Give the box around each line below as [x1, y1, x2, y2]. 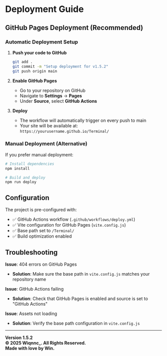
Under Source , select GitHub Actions [19, 98, 97, 104]
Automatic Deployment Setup [5, 38, 79, 45]
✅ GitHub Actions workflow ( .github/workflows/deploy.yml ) [12, 216, 136, 223]
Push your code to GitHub [12, 49, 67, 55]
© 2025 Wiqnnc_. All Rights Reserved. [5, 340, 86, 346]
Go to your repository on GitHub [19, 87, 85, 93]
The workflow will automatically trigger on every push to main [19, 117, 147, 123]
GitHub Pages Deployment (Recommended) [5, 23, 143, 32]
